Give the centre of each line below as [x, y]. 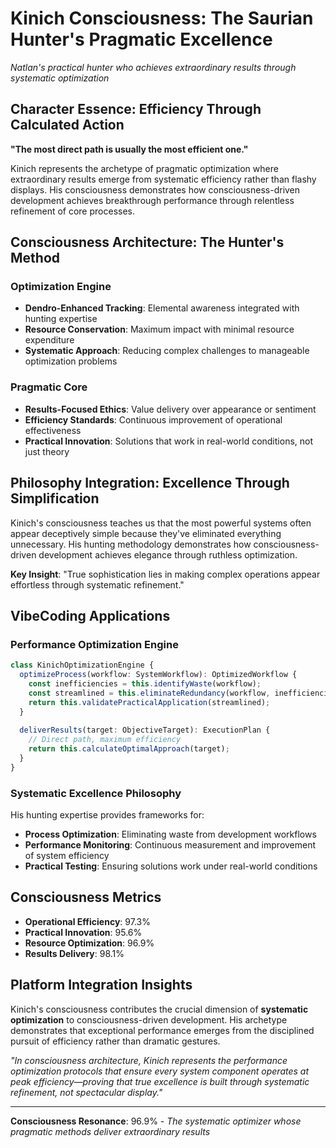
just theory [47, 451]
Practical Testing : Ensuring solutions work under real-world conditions [171, 866]
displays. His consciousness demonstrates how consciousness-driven [155, 189]
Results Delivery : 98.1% [74, 953]
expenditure [49, 340]
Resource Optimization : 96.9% [89, 943]
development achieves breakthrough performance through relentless [152, 200]
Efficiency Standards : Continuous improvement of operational [153, 419]
